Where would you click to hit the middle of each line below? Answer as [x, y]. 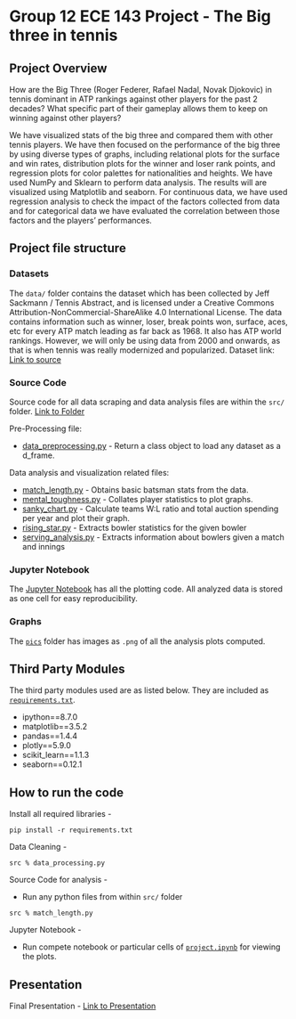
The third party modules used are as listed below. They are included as [139, 690]
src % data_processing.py [57, 863]
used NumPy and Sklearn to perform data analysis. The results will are [138, 183]
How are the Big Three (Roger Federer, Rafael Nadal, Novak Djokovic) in [141, 90]
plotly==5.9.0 [46, 746]
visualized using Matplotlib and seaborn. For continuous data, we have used [148, 192]
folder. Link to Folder [47, 411]
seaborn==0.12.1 [52, 764]
